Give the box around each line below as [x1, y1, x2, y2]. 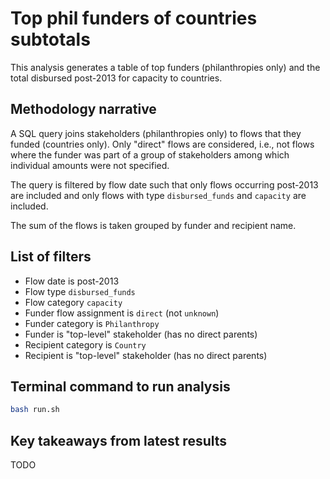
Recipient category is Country [24, 338, 147, 351]
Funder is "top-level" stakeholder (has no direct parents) [24, 328, 258, 340]
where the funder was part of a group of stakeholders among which [10, 148, 290, 161]
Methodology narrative [10, 101, 157, 118]
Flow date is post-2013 [24, 275, 120, 287]
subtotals [10, 28, 91, 51]
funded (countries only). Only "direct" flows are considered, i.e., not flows [10, 138, 315, 150]
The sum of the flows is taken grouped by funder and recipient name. [10, 219, 297, 231]
